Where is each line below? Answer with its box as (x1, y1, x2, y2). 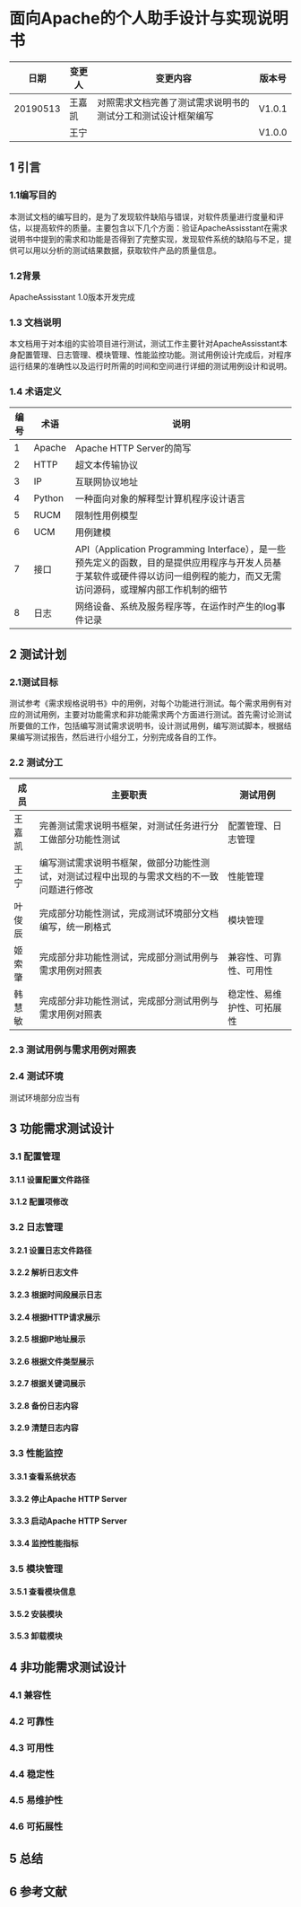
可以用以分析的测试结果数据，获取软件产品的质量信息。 (16, 244, 221, 256)
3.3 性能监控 (9, 1447, 64, 1460)
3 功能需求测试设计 (9, 1121, 115, 1137)
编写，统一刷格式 (39, 920, 112, 933)
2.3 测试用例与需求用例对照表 (9, 1043, 137, 1056)
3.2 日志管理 (9, 1221, 64, 1234)
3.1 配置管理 (9, 1150, 61, 1163)
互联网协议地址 (74, 475, 139, 488)
